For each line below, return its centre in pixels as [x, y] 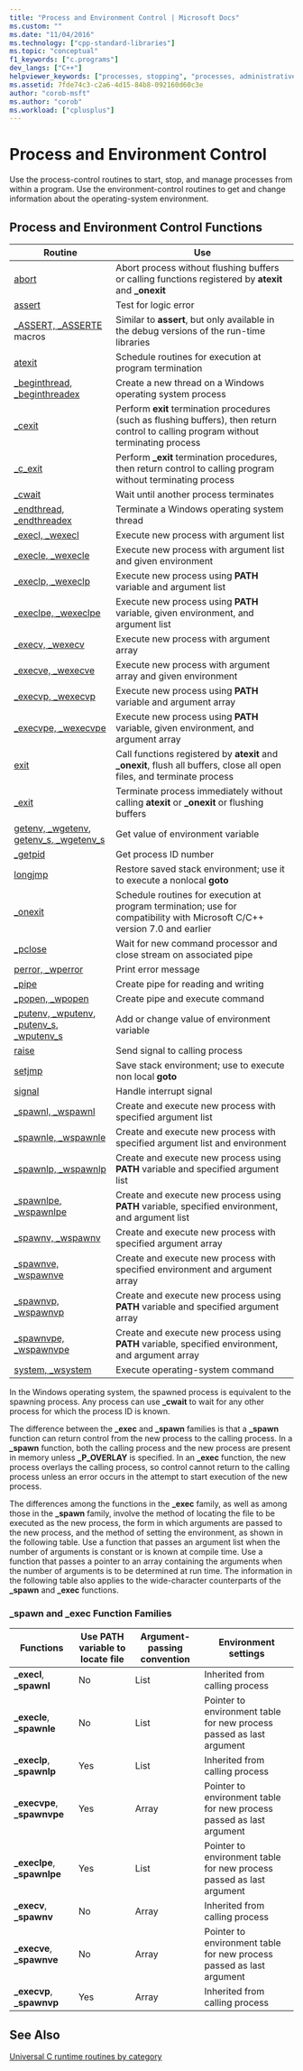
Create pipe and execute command [190, 999]
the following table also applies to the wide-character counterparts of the [145, 1581]
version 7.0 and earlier [164, 929]
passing [165, 1648]
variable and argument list [171, 587]
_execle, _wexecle [52, 555]
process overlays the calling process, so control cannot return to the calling [150, 1467]
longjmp [31, 874]
